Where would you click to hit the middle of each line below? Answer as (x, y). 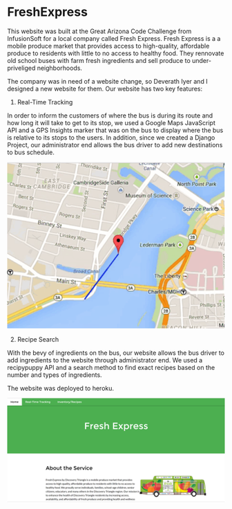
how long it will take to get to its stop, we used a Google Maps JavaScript (111, 122)
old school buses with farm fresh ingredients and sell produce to (99, 60)
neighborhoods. (60, 68)
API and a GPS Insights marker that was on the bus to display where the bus (115, 130)
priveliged (21, 68)
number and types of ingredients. (55, 375)
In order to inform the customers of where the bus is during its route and (110, 115)
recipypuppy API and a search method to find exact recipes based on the (111, 368)
